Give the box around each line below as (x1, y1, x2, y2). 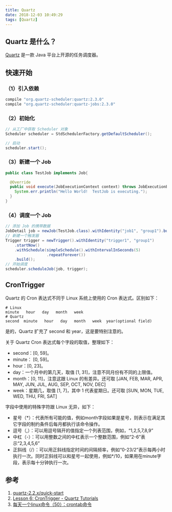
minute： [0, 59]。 (12, 356, 52, 362)
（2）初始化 (5, 115, 35, 122)
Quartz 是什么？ (5, 37, 57, 46)
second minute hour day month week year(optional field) (5, 318, 153, 324)
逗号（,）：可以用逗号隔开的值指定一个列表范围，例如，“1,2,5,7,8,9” (12, 427, 154, 433)
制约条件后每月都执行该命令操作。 (30, 421, 103, 427)
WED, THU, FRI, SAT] (12, 393, 57, 399)
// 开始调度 (5, 262, 28, 267)
